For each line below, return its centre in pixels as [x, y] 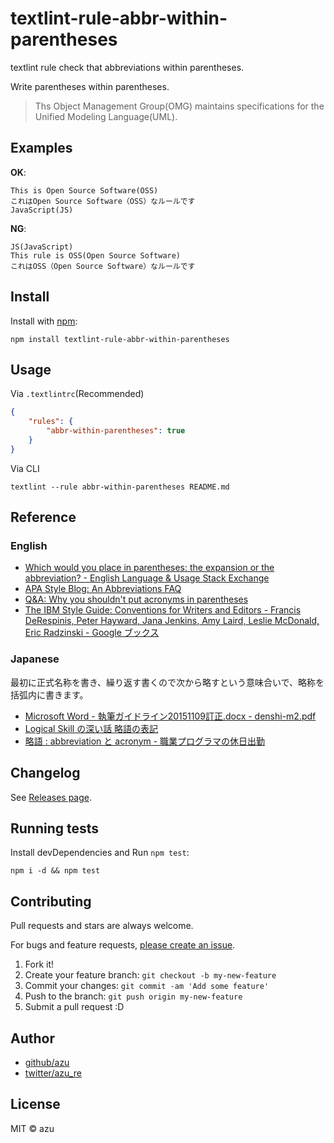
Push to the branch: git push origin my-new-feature [133, 996]
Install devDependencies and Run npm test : [100, 853]
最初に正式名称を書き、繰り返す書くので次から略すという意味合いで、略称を [167, 682]
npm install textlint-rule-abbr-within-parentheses [120, 339]
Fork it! [39, 964]
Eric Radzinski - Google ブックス [92, 633]
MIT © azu [32, 1128]
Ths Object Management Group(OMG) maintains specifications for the [179, 106]
